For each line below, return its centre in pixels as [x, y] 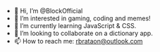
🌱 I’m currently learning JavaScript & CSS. [75, 26]
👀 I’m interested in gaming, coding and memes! [82, 18]
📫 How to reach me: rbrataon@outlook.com [78, 41]
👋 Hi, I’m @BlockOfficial [48, 11]
